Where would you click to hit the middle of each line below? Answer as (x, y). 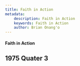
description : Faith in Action (45, 18)
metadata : (15, 14)
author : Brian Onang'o (37, 28)
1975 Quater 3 (27, 58)
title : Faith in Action (29, 9)
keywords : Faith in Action (41, 23)
